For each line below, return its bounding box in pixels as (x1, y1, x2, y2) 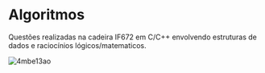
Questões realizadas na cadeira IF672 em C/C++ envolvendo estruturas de (8, 32, 258, 42)
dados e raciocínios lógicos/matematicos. (8, 40, 147, 50)
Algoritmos (8, 6, 85, 24)
